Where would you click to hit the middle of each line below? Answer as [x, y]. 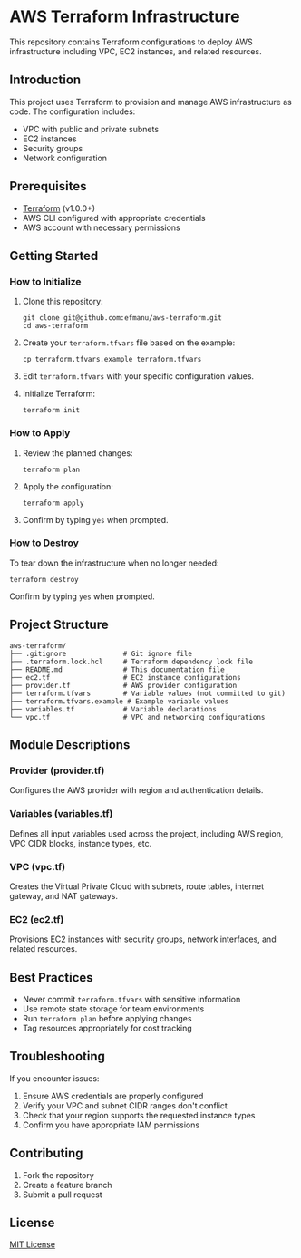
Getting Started [54, 256]
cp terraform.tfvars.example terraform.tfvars [112, 360]
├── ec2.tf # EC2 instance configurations [126, 677]
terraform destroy [44, 579]
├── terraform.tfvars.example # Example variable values [119, 701]
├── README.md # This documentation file [117, 669]
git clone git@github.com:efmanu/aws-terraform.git [122, 318]
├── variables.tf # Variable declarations [113, 709]
